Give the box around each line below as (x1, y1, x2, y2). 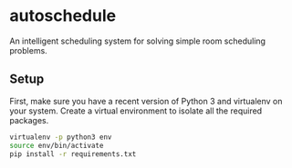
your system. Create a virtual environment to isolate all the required (9, 105, 263, 116)
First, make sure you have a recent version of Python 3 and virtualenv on (9, 95, 283, 106)
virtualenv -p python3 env (9, 133, 112, 142)
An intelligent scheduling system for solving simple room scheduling (9, 35, 266, 46)
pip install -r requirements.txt (9, 149, 137, 159)
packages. (9, 114, 49, 125)
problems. (9, 44, 47, 55)
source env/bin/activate (9, 141, 104, 150)
